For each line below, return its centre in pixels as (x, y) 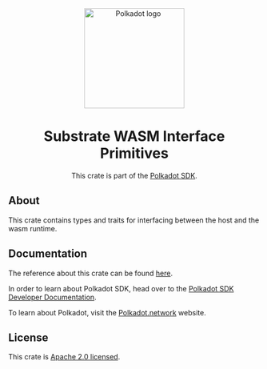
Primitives (134, 153)
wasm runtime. (33, 228)
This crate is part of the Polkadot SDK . (134, 175)
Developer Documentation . (53, 297)
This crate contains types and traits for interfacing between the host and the (134, 220)
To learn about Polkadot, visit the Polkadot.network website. (107, 312)
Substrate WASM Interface (134, 136)
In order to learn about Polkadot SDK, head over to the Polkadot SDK (121, 288)
